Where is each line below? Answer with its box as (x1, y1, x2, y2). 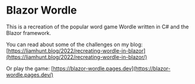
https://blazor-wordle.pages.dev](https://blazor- (53, 64, 171, 72)
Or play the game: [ (6, 64, 53, 72)
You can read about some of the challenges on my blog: (6, 41, 143, 48)
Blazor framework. (6, 29, 52, 36)
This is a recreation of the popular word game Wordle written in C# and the (6, 23, 189, 30)
